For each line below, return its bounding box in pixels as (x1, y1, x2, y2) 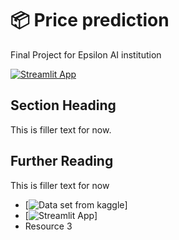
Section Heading (10, 97, 117, 114)
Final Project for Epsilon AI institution (10, 48, 162, 61)
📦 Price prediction (10, 9, 170, 32)
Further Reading (10, 153, 114, 170)
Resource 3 (24, 220, 73, 232)
